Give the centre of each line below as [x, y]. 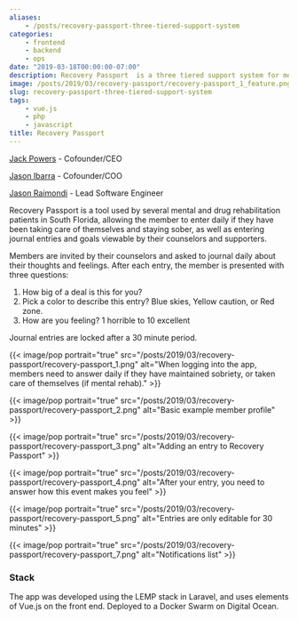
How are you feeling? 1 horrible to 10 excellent [106, 320]
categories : [31, 34]
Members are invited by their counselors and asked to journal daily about [143, 255]
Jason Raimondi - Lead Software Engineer [86, 193]
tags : [19, 100]
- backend [43, 51]
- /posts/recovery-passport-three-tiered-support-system [133, 26]
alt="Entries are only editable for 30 [207, 518]
